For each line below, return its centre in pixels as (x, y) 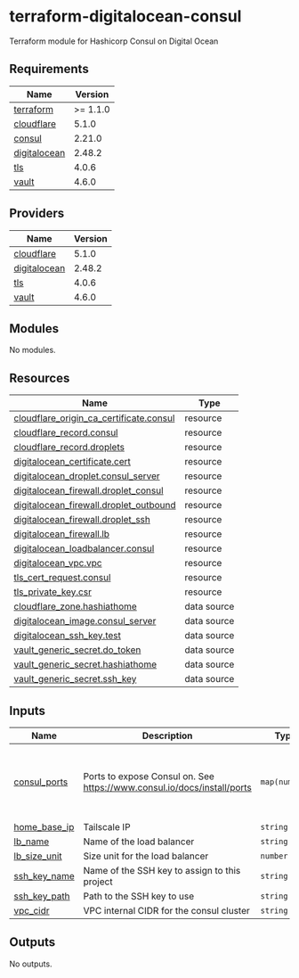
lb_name (32, 842)
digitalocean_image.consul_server (85, 621)
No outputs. (31, 964)
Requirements (49, 69)
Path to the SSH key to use (139, 896)
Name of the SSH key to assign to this (162, 871)
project (98, 882)
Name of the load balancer (139, 842)
